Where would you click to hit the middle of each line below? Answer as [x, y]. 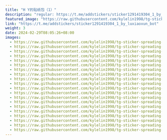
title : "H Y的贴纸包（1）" [31, 10]
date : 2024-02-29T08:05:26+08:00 [40, 33]
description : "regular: [30, 14]
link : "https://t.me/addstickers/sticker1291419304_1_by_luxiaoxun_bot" [82, 24]
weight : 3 [15, 28]
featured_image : [22, 19]
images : [13, 38]
